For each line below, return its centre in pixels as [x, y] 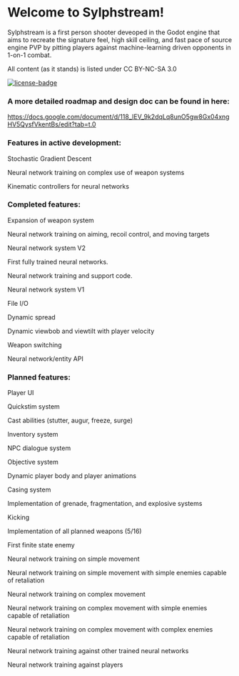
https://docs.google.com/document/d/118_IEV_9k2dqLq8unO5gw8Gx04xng [118, 117]
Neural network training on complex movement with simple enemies [107, 608]
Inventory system [33, 434]
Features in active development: [65, 143]
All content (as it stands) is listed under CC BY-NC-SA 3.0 [92, 69]
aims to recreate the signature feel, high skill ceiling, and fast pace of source [120, 39]
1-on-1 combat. [30, 55]
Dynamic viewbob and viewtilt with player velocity [81, 331]
